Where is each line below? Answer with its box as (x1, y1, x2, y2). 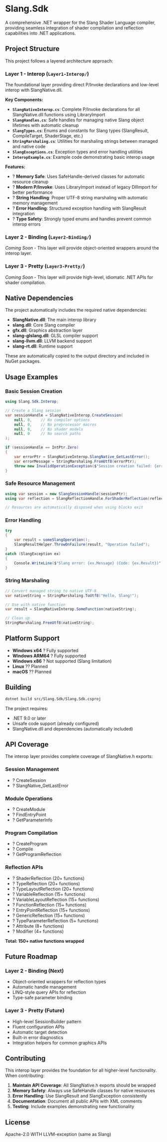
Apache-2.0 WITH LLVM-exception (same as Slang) (5, 1132, 111, 1138)
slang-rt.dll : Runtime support (12, 343, 73, 350)
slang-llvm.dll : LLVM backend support (12, 338, 92, 344)
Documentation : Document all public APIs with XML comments (12, 1098, 143, 1104)
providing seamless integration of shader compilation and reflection (5, 24, 144, 30)
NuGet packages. (5, 358, 41, 365)
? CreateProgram (12, 841, 48, 847)
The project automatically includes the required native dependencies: (5, 307, 148, 313)
